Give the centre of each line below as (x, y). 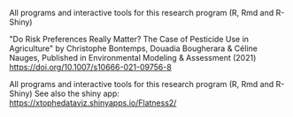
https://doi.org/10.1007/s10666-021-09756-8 (91, 67)
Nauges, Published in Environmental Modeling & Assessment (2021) (133, 58)
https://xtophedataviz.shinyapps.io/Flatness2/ (93, 103)
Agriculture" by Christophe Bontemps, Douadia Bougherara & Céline (134, 48)
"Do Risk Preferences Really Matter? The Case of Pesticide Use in (129, 39)
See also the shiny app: (77, 93)
